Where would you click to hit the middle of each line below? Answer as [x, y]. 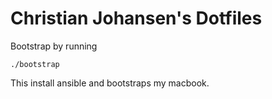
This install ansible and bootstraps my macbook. [110, 83]
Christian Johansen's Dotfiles [136, 18]
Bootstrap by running [54, 46]
